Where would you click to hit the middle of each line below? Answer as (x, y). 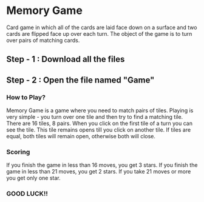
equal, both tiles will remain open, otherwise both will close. (81, 136)
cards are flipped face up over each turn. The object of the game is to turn (99, 33)
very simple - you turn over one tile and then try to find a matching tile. (95, 117)
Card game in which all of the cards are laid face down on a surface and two (102, 27)
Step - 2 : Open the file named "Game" (80, 80)
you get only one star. (33, 178)
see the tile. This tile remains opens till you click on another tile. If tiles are (99, 130)
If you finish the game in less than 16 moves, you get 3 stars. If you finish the (102, 165)
